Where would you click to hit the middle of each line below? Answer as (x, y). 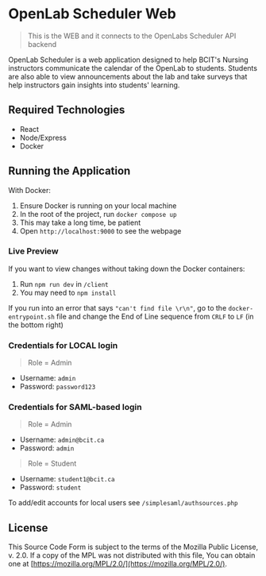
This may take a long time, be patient (80, 222)
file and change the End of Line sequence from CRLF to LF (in (155, 316)
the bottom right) (36, 325)
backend (42, 44)
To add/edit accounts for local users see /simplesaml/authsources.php (123, 503)
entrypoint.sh (32, 317)
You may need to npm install (68, 292)
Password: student (50, 487)
